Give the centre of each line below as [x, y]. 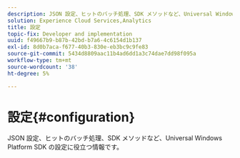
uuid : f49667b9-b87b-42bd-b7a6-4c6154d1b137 [75, 41]
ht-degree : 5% [29, 73]
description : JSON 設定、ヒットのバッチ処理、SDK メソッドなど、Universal [110, 14]
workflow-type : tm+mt [40, 60]
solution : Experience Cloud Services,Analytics [80, 21]
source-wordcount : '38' [43, 67]
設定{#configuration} [71, 117]
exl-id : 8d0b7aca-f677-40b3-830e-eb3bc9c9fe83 [78, 47]
